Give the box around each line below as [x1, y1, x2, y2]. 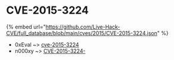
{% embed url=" [6, 23, 46, 30]
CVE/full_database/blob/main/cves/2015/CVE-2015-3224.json [6, 29, 157, 36]
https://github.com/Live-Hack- [45, 23, 121, 30]
